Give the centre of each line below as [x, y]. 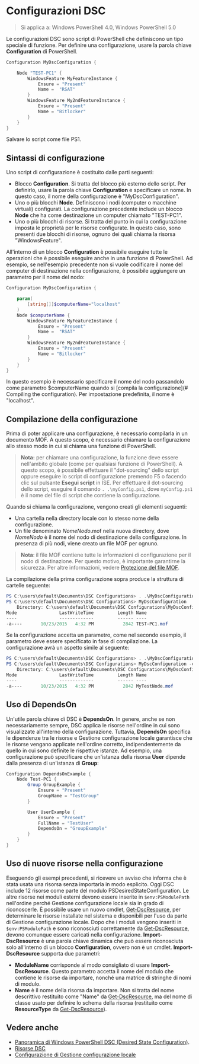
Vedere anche [33, 1028]
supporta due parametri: [71, 953]
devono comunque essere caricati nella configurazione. [74, 934]
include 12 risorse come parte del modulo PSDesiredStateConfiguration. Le [98, 890]
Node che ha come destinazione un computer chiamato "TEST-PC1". [98, 215]
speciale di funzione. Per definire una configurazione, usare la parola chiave [99, 45]
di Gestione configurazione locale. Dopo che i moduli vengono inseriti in [94, 922]
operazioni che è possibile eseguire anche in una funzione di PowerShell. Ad [99, 258]
